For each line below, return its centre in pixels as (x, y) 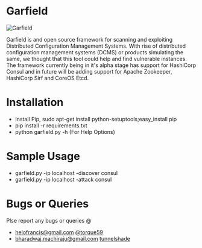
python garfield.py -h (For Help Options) (65, 132)
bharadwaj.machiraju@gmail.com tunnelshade (73, 238)
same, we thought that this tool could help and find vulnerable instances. (96, 59)
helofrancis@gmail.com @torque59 (59, 232)
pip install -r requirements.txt (51, 126)
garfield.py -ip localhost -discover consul (66, 173)
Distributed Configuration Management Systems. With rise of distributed (96, 46)
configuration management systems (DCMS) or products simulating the (95, 52)
